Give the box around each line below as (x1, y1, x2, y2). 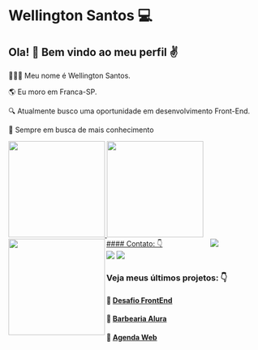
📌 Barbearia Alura (106, 314, 167, 324)
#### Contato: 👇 (106, 239, 163, 248)
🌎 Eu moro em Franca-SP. (8, 87, 97, 96)
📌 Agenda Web (106, 332, 157, 342)
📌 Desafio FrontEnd (106, 295, 173, 305)
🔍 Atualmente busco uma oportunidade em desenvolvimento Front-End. (8, 106, 251, 116)
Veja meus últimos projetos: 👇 (106, 272, 228, 284)
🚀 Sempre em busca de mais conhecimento (8, 125, 154, 134)
